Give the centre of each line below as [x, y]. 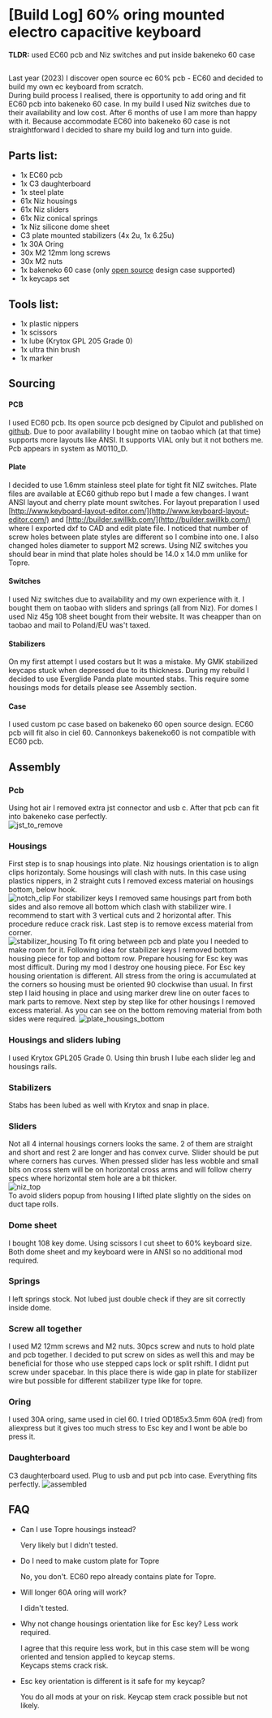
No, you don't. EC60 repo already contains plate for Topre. [118, 1576]
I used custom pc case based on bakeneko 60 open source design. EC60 [131, 724]
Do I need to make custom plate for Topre [90, 1560]
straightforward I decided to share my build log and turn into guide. [121, 130]
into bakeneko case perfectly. [58, 817]
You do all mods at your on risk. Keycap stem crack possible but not [134, 1696]
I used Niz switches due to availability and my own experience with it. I [127, 599]
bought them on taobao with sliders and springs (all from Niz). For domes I [133, 607]
